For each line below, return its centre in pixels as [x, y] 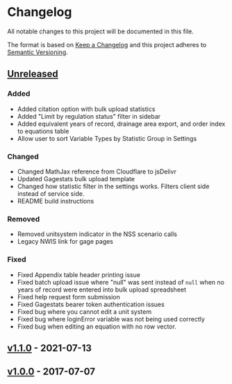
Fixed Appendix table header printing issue [79, 274]
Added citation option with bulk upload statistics [86, 109]
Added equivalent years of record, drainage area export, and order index [121, 124]
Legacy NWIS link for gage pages [65, 242]
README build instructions [56, 201]
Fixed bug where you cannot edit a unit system [84, 311]
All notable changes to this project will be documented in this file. [101, 31]
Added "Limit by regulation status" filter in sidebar [89, 116]
